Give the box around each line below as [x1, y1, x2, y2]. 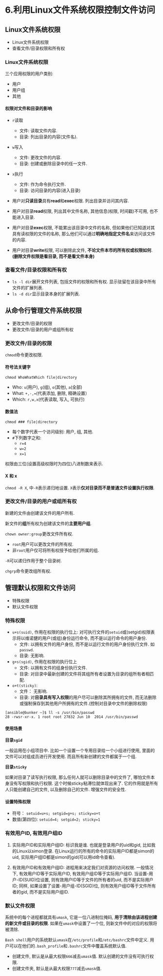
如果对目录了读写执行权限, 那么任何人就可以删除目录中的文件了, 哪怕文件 [5, 774, 151, 780]
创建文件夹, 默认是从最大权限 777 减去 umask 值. [12, 965, 102, 971]
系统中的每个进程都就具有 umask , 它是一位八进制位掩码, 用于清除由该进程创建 [5, 914, 157, 920]
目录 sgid [5, 737, 23, 743]
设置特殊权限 [5, 798, 31, 804]
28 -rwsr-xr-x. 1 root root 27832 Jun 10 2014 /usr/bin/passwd [5, 714, 138, 719]
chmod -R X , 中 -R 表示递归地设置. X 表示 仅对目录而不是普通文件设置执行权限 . [5, 485, 155, 490]
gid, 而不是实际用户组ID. [20, 889, 69, 895]
